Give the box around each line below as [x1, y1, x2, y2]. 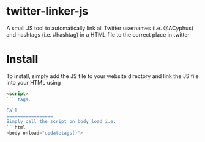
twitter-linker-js [6, 4, 89, 18]
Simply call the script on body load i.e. [6, 119, 116, 125]
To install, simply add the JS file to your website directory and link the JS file [6, 72, 199, 80]
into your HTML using [6, 79, 61, 86]
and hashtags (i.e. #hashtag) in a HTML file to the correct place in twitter [6, 30, 190, 38]
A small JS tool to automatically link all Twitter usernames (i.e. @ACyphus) [6, 24, 194, 32]
